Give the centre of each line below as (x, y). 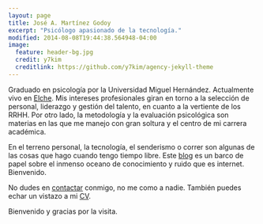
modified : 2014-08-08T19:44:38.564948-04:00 (83, 38)
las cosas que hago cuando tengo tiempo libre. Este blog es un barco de (126, 155)
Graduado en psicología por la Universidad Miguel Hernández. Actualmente (131, 89)
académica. (27, 131)
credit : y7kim (38, 60)
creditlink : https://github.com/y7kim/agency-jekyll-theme (115, 67)
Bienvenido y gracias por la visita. (63, 211)
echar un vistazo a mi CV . (49, 196)
